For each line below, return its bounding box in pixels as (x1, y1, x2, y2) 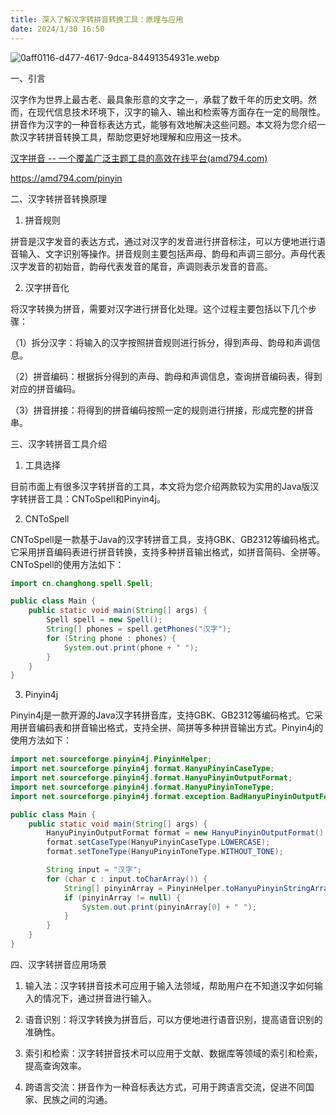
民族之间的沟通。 (42, 1093, 113, 1105)
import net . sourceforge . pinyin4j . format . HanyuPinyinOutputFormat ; (10, 773, 293, 783)
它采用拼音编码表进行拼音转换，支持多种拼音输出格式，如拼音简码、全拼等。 (10, 546, 326, 558)
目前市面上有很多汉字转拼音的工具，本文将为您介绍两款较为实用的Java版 (10, 480, 311, 492)
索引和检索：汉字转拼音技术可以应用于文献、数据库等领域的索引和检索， (24, 1047, 323, 1059)
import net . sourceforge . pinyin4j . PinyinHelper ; (10, 754, 213, 765)
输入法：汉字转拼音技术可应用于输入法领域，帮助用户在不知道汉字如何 (24, 979, 315, 991)
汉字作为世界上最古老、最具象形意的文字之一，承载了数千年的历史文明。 (10, 93, 308, 105)
